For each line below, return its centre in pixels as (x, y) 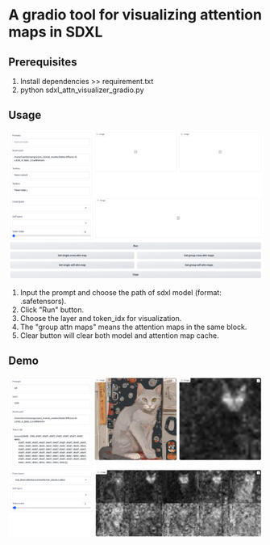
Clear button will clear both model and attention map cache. (119, 335)
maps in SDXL (56, 32)
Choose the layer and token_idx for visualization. (101, 318)
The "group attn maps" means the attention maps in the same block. (133, 327)
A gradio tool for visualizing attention (135, 15)
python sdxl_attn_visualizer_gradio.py (82, 90)
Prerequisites (43, 62)
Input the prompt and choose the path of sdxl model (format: (120, 292)
